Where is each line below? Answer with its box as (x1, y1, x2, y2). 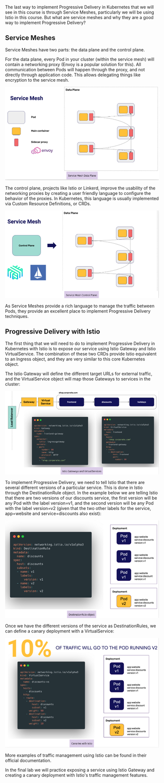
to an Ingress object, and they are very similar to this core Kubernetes (5, 356, 145, 362)
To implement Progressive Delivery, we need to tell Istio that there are (5, 479, 145, 485)
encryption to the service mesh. (5, 77, 69, 83)
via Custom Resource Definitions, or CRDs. (5, 200, 91, 207)
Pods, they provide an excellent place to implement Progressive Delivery (5, 308, 151, 314)
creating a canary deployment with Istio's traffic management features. (5, 772, 148, 778)
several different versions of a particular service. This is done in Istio (5, 485, 143, 490)
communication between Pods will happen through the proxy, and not (5, 66, 145, 72)
